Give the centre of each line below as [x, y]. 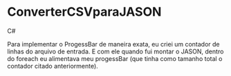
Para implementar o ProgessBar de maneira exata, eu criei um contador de [113, 44]
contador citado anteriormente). [53, 66]
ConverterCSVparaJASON [84, 12]
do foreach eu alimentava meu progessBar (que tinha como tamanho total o [115, 58]
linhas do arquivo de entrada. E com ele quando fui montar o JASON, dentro [115, 51]
